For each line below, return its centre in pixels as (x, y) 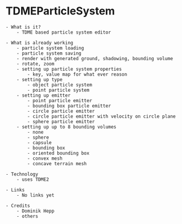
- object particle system (60, 85)
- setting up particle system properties (69, 69)
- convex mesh (45, 158)
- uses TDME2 (33, 179)
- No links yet (36, 195)
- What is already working (39, 43)
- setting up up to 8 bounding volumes (67, 127)
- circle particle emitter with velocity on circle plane (102, 116)
